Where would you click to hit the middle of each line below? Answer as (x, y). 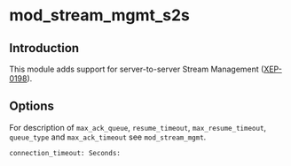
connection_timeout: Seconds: (65, 153)
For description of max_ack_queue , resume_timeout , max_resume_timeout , (138, 127)
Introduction (44, 48)
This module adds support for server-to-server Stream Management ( (137, 69)
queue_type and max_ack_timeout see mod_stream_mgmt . (108, 137)
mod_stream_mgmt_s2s (100, 15)
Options (32, 106)
